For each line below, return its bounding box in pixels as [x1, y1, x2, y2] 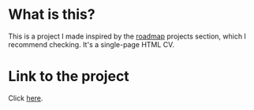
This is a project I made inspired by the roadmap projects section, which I [8, 31, 247, 41]
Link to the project [8, 68, 130, 86]
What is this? [8, 5, 96, 24]
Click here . [8, 93, 43, 103]
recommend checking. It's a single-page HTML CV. [8, 39, 175, 49]
